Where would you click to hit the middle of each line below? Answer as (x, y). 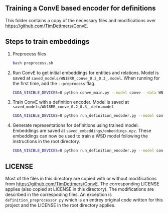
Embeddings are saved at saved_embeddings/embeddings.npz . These (82, 131)
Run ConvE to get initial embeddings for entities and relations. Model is (86, 73)
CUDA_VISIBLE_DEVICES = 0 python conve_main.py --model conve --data (85, 93)
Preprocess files (29, 54)
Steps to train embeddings (47, 42)
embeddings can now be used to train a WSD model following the (80, 136)
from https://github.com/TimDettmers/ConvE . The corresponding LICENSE (82, 184)
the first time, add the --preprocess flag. (54, 83)
